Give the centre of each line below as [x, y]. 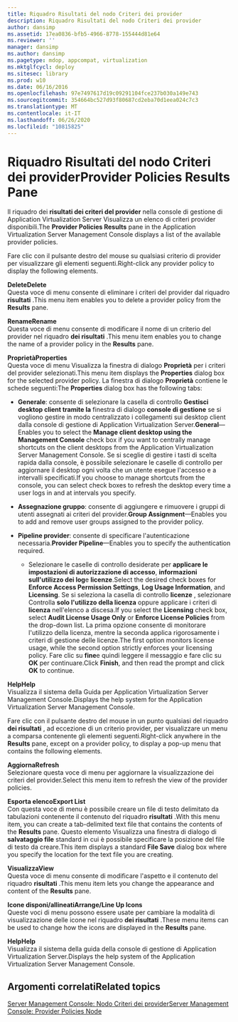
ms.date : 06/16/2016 [38, 87]
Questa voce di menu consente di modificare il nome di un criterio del [109, 329]
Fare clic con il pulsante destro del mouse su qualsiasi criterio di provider [114, 256]
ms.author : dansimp [36, 54]
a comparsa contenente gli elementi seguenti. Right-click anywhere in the [114, 736]
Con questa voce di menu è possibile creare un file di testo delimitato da [113, 809]
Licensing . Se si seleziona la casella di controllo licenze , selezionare [130, 595]
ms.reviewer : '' [31, 41]
